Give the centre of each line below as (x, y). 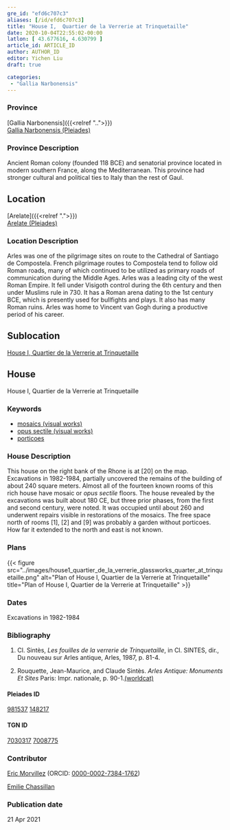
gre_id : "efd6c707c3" (38, 13)
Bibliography (29, 635)
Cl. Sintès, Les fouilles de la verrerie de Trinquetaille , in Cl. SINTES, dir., (118, 650)
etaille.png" (23, 577)
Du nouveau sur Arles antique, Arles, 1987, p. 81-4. (89, 658)
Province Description (43, 147)
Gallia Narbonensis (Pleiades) (49, 130)
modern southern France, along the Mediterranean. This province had (106, 170)
